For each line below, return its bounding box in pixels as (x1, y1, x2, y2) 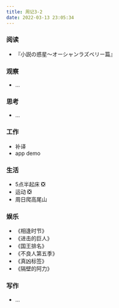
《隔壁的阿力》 (14, 265, 53, 272)
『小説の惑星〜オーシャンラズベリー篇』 (14, 50, 116, 57)
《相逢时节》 (14, 228, 47, 235)
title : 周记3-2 (6, 8, 43, 15)
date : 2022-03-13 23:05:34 (6, 15, 74, 21)
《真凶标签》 (14, 258, 47, 265)
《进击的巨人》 (14, 235, 53, 242)
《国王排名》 (14, 243, 47, 250)
